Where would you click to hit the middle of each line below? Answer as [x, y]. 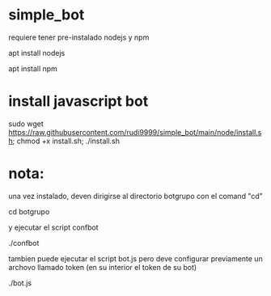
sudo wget [26, 124]
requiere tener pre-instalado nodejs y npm [79, 37]
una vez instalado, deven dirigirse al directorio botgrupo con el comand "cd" [135, 196]
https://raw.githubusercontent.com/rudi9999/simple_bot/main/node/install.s [135, 132]
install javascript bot [78, 101]
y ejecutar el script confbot [53, 227]
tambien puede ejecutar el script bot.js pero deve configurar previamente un [135, 258]
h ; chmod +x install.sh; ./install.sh [64, 141]
